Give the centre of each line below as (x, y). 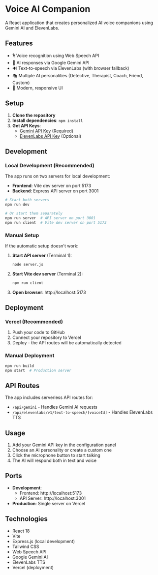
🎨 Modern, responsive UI (37, 88)
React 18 (21, 531)
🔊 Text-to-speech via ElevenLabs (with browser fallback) (71, 68)
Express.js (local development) (44, 541)
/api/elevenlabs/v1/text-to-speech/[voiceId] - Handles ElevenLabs (82, 412)
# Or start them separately (34, 213)
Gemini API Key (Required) (47, 131)
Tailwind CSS (26, 546)
